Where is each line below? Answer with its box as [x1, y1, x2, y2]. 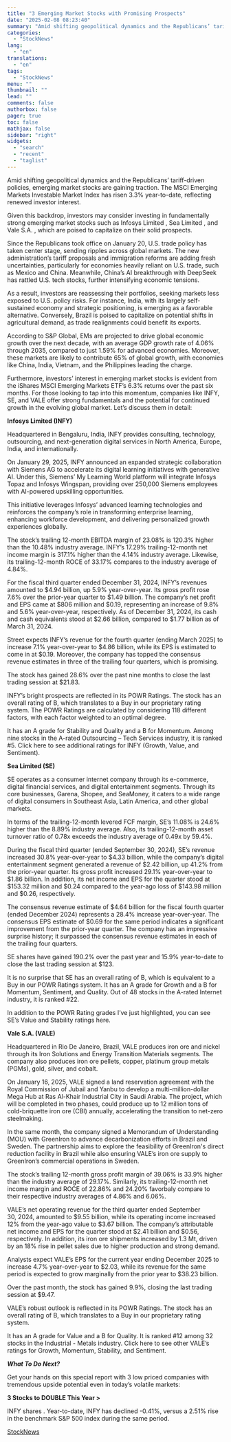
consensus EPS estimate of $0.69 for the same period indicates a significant [7, 917, 224, 926]
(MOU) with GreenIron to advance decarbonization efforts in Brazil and [7, 1135, 208, 1143]
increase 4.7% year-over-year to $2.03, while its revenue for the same [7, 1263, 206, 1271]
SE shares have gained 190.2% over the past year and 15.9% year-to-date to [7, 952, 223, 961]
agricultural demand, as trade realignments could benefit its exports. [7, 318, 201, 327]
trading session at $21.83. [7, 678, 80, 686]
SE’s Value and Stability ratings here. [7, 1016, 111, 1024]
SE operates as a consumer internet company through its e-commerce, [7, 775, 208, 783]
